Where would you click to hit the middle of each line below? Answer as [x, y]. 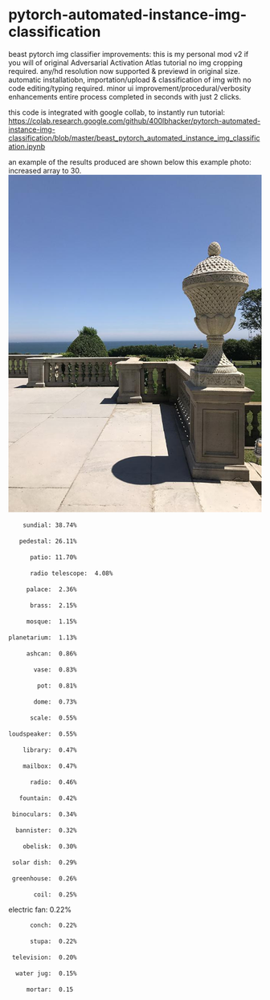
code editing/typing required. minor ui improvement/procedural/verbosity [130, 88]
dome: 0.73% [55, 702]
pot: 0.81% [57, 686]
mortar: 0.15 [50, 990]
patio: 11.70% [53, 557]
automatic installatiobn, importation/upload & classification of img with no [130, 80]
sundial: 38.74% [50, 525]
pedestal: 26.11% [48, 541]
